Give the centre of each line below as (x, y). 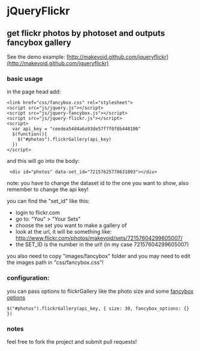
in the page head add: (34, 92)
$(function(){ (30, 134)
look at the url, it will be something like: (63, 232)
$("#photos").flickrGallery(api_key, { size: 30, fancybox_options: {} (98, 308)
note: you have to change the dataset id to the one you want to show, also (98, 183)
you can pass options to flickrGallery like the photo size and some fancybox (100, 291)
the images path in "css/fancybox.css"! (55, 262)
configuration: (28, 278)
